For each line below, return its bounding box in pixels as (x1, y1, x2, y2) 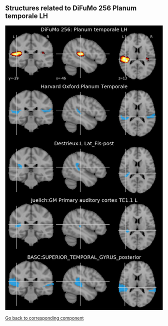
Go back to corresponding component (5, 315, 84, 321)
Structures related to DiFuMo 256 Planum (5, 4, 137, 13)
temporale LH (5, 12, 48, 21)
